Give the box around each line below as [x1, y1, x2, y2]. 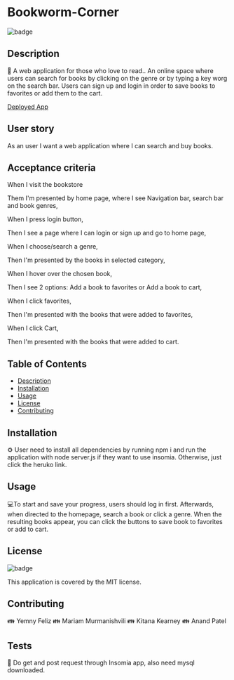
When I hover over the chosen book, [7, 270, 113, 278]
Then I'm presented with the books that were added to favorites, [7, 310, 193, 319]
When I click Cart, [7, 324, 59, 332]
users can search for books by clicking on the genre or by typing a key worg [7, 74, 228, 82]
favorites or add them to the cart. [7, 89, 103, 97]
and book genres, [7, 202, 58, 210]
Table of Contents [7, 358, 88, 370]
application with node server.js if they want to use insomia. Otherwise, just [7, 453, 222, 461]
